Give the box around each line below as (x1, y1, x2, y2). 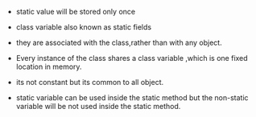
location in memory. (15, 62, 82, 71)
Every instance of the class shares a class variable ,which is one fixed (15, 54, 248, 63)
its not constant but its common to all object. (15, 78, 164, 87)
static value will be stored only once (15, 7, 135, 16)
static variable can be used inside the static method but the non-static (15, 93, 249, 103)
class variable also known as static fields (15, 22, 151, 31)
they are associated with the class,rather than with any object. (15, 38, 223, 47)
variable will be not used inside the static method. (15, 102, 181, 111)
